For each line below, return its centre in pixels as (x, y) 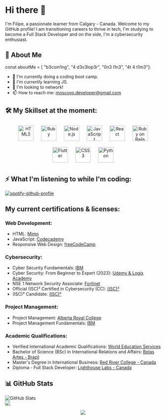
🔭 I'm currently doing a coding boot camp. (55, 77)
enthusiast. (17, 40)
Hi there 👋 (25, 10)
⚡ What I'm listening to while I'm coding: (68, 179)
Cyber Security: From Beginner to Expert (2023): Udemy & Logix (78, 273)
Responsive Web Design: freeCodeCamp (54, 245)
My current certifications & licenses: (62, 209)
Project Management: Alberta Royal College (57, 318)
